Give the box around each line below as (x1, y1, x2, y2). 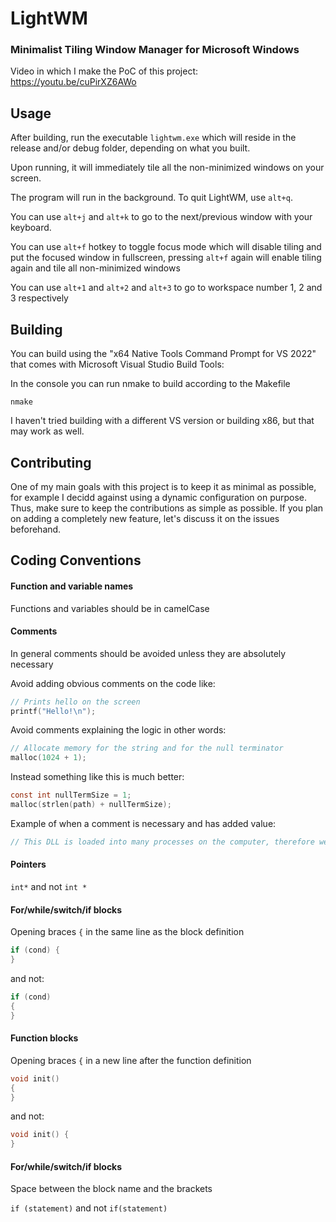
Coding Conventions (10, 552, 142, 569)
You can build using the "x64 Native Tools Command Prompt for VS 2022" (10, 348, 317, 360)
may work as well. (10, 425, 85, 437)
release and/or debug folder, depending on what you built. (10, 142, 251, 154)
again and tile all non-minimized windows (10, 262, 181, 274)
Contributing (10, 454, 92, 471)
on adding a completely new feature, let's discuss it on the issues (10, 512, 280, 524)
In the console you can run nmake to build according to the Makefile (10, 378, 291, 390)
